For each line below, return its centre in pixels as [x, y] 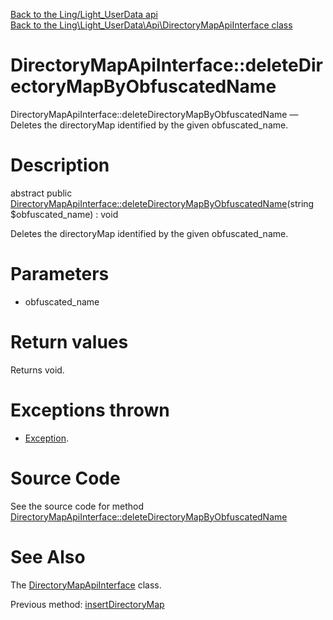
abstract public [41, 193]
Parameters [60, 274]
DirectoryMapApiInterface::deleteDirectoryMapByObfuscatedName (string [162, 203]
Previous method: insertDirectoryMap [87, 604]
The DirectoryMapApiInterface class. [86, 585]
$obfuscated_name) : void [64, 214]
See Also [48, 556]
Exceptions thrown [90, 410]
